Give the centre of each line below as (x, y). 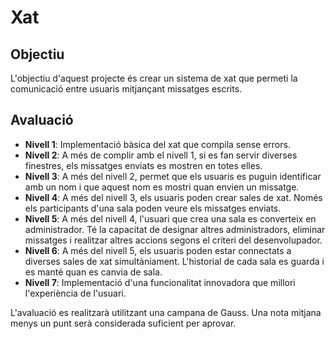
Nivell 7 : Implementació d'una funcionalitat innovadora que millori (160, 282)
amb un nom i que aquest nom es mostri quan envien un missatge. (162, 187)
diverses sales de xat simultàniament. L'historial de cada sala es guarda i (174, 261)
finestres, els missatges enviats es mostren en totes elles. (143, 165)
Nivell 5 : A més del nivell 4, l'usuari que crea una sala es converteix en (170, 218)
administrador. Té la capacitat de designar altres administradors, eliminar (175, 229)
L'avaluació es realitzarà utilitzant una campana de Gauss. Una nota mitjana (166, 312)
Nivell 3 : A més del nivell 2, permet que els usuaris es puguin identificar (173, 176)
